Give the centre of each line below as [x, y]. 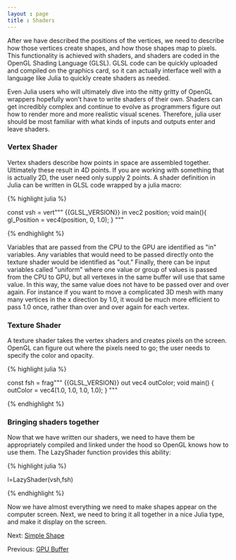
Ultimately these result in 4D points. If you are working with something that [116, 170]
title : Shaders [31, 20]
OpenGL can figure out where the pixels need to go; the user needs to [109, 348]
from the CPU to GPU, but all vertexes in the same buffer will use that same [116, 277]
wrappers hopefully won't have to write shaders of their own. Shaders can [115, 99]
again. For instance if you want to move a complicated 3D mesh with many [116, 292]
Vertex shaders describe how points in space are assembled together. [109, 162]
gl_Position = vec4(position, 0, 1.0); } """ [66, 220]
